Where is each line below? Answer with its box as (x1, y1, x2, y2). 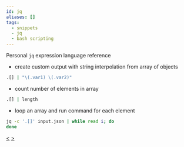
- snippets (11, 25, 38, 31)
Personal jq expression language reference (6, 52, 111, 59)
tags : (6, 19, 19, 25)
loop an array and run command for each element (14, 107, 135, 114)
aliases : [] (6, 14, 35, 20)
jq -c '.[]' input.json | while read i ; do (6, 118, 115, 124)
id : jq (6, 8, 22, 15)
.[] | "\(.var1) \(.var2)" (6, 74, 72, 80)
